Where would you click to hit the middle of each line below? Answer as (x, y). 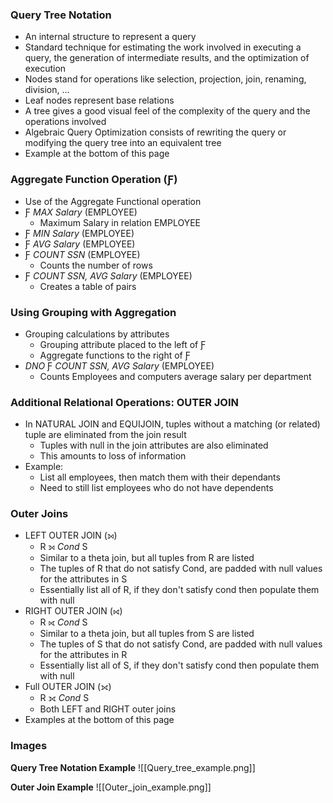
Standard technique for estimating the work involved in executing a (163, 47)
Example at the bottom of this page (97, 154)
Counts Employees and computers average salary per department (175, 376)
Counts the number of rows (96, 265)
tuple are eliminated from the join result (105, 435)
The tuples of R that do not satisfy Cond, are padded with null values (181, 569)
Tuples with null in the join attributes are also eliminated (154, 445)
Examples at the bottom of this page (99, 720)
